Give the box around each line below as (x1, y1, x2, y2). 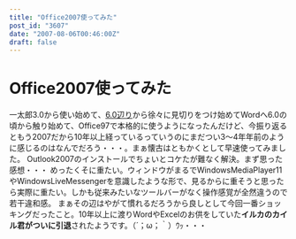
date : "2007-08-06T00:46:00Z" (9, 29, 121, 38)
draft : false (9, 37, 57, 47)
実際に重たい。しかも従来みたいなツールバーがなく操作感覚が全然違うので (16, 187, 288, 197)
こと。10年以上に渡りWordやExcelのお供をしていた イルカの (55, 209, 272, 220)
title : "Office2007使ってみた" (9, 12, 118, 22)
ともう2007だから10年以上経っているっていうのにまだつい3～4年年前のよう (9, 132, 285, 143)
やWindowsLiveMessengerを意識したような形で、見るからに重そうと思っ (9, 176, 277, 187)
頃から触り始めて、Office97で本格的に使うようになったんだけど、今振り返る (9, 120, 288, 131)
